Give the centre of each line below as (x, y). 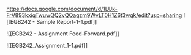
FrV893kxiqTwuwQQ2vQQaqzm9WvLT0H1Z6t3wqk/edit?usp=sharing (94, 15)
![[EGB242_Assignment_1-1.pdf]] (47, 46)
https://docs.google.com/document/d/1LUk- (62, 9)
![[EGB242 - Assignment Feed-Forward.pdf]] (63, 34)
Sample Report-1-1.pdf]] (67, 22)
